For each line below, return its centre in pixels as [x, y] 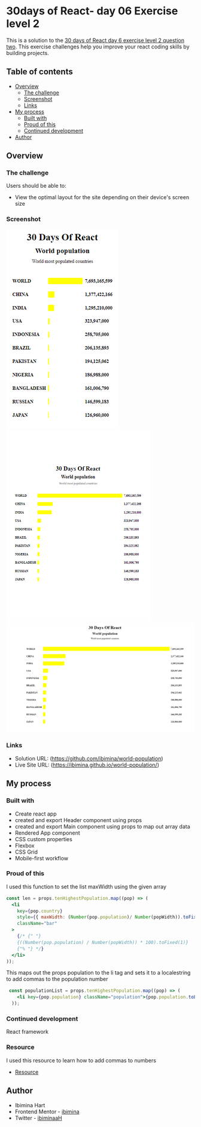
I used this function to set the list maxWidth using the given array [86, 887]
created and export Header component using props [78, 820]
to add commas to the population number [57, 979]
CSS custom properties [44, 839]
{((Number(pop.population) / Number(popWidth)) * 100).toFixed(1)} [103, 942]
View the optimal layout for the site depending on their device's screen [102, 197]
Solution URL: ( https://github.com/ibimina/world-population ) [89, 758]
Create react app [36, 814]
